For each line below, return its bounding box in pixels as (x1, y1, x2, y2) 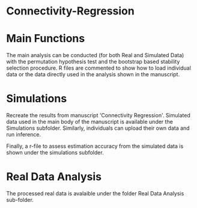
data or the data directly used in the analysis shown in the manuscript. (6, 71, 180, 78)
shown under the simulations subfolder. (6, 149, 104, 156)
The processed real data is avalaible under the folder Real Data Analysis (6, 190, 184, 197)
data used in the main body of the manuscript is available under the (6, 118, 173, 126)
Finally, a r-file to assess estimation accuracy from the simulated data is (6, 142, 184, 150)
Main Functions (6, 32, 85, 46)
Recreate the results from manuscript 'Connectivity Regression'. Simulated (6, 112, 191, 119)
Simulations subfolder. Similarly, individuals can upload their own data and (6, 124, 190, 132)
